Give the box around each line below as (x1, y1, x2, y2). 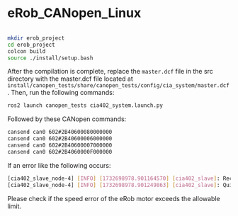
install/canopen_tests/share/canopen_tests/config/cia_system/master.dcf (7, 82, 230, 89)
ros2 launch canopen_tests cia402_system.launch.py (7, 102, 163, 109)
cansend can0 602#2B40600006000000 (7, 135, 113, 142)
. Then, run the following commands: (7, 89, 115, 97)
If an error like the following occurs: (7, 161, 111, 169)
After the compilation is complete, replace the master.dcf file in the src (7, 67, 214, 76)
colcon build (7, 47, 46, 55)
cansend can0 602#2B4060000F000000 (7, 148, 113, 155)
